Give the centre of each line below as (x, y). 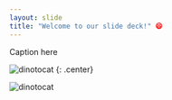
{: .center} (75, 69)
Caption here (33, 51)
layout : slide (36, 18)
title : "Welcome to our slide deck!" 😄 (86, 26)
